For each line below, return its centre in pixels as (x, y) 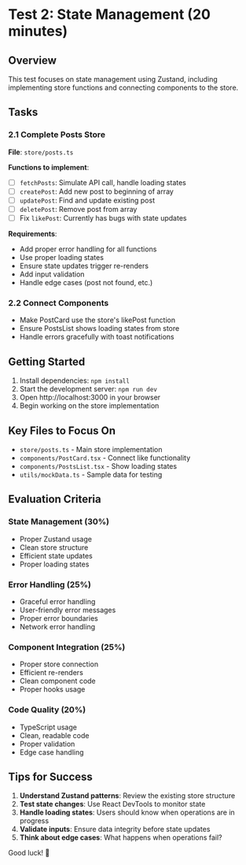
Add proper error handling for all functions (88, 249)
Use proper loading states (62, 257)
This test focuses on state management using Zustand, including (113, 79)
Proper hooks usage (52, 689)
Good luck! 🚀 (29, 853)
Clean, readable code (54, 735)
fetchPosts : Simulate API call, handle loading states (103, 182)
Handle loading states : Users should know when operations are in (127, 812)
